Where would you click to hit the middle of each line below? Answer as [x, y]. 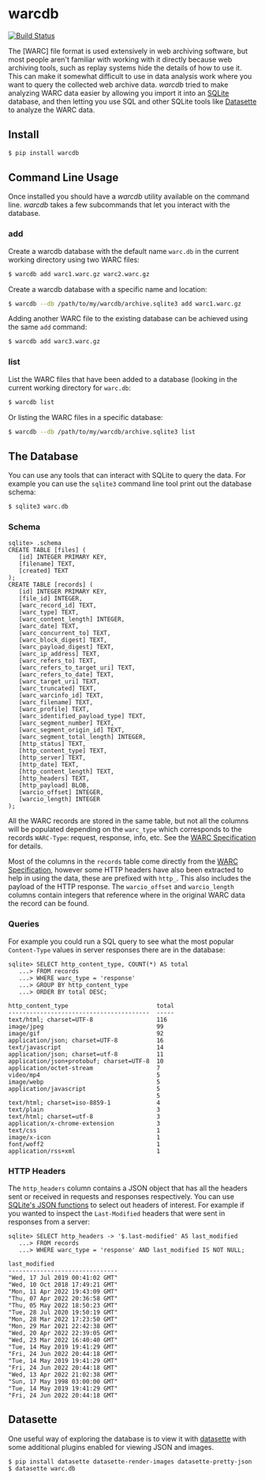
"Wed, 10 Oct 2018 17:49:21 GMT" [63, 1285]
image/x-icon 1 [84, 1137]
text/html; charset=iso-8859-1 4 [84, 1103]
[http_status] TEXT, [52, 744]
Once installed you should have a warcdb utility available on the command [129, 197]
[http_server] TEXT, [52, 758]
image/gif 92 [86, 1033]
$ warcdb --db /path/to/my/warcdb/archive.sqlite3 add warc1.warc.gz [125, 304]
